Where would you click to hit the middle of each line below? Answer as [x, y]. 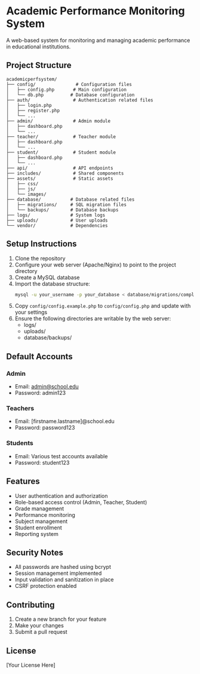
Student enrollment [39, 528]
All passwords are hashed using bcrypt [63, 567]
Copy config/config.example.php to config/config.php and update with [103, 306]
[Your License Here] [31, 665]
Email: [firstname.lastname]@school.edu [64, 421]
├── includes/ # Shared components [65, 173]
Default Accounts [39, 356]
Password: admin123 [40, 393]
